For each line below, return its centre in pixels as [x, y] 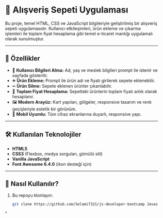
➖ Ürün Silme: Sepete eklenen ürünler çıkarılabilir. [62, 86]
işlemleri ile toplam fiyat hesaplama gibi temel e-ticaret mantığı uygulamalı [79, 33]
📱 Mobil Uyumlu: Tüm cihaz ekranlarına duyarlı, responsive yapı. [77, 114]
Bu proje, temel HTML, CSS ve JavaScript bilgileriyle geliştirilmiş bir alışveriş [81, 23]
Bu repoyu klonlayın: [33, 195]
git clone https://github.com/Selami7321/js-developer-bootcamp [78, 204]
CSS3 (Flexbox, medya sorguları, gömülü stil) [57, 154]
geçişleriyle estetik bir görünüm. [44, 109]
